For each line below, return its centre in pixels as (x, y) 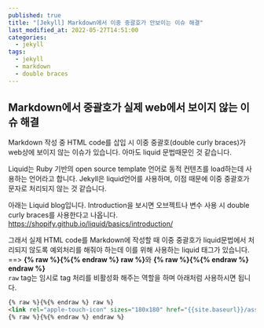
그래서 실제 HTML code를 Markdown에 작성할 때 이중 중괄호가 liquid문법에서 (127, 240)
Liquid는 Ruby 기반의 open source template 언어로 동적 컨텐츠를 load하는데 (126, 169)
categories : (27, 37)
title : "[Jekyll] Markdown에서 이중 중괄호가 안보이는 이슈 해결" (106, 23)
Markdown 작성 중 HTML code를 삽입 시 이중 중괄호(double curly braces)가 (127, 143)
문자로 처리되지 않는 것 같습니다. (58, 188)
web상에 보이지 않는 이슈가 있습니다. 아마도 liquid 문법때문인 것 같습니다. (120, 152)
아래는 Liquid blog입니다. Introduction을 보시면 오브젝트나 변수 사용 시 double (129, 206)
